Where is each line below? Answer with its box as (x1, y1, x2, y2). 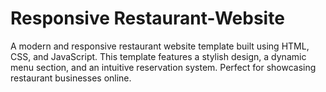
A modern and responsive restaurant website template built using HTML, (10, 40, 310, 52)
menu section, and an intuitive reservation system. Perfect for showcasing (10, 61, 317, 73)
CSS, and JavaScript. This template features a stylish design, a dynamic (10, 50, 307, 62)
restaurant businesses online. (10, 72, 132, 84)
